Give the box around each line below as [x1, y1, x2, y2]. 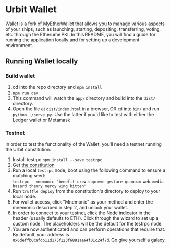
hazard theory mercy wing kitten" [12, 183, 86, 189]
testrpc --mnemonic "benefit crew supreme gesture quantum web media [12, 179, 164, 184]
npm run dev [12, 91, 38, 96]
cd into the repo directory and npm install [12, 84, 102, 90]
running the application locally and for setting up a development [5, 37, 140, 43]
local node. [12, 193, 37, 199]
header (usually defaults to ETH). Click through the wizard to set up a [12, 215, 159, 221]
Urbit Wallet [5, 4, 57, 15]
